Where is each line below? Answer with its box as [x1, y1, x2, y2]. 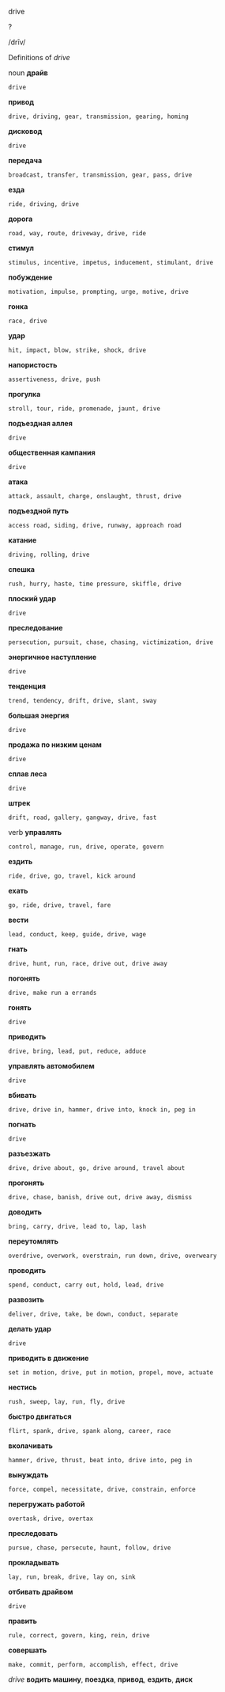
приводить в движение [8, 1354, 89, 1362]
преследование [8, 623, 63, 632]
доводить [8, 1207, 42, 1217]
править [8, 1616, 37, 1625]
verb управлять [8, 828, 62, 836]
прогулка [8, 390, 41, 398]
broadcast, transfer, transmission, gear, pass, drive [8, 171, 193, 179]
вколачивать [8, 1441, 53, 1450]
